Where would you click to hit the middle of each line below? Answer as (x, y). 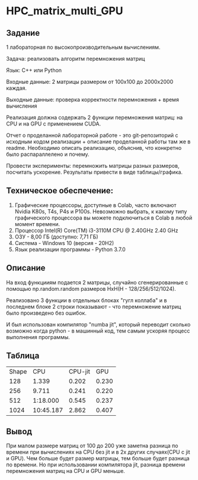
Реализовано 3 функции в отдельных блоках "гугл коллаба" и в (87, 300)
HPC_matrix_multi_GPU (65, 11)
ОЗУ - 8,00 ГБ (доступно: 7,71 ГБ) (57, 237)
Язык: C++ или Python (34, 70)
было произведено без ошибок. (47, 313)
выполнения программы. (38, 337)
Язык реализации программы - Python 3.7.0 (70, 249)
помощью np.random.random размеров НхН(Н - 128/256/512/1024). (91, 288)
